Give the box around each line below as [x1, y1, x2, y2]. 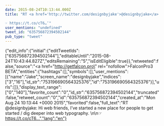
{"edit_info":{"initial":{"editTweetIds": [5, 48, 80, 53]
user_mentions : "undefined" [5, 25, 63, 30]
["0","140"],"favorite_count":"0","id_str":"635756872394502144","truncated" [5, 89, 160, 95]
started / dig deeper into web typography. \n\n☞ [5, 110, 102, 116]
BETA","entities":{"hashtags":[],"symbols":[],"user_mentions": [5, 69, 129, 74]
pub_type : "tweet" [5, 34, 43, 39]
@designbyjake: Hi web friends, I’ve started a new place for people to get [5, 105, 153, 111]
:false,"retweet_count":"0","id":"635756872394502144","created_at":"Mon [5, 95, 156, 101]
